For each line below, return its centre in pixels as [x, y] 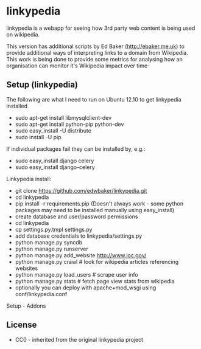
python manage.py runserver [51, 249]
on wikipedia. [23, 34]
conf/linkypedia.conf [41, 294]
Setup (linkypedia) [42, 85]
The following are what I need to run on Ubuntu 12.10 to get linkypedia [94, 99]
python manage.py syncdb [49, 242]
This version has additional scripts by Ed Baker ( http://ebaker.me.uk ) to [95, 46]
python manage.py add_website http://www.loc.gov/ [81, 255]
